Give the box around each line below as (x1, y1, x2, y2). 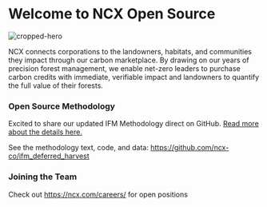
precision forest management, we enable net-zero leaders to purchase (8, 63, 241, 73)
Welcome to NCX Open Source (8, 5, 216, 23)
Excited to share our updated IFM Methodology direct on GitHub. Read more (8, 119, 260, 129)
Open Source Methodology (8, 101, 116, 112)
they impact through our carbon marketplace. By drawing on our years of (8, 55, 249, 65)
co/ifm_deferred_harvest (8, 151, 90, 161)
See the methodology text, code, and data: (8, 143, 149, 153)
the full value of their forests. (8, 81, 104, 90)
